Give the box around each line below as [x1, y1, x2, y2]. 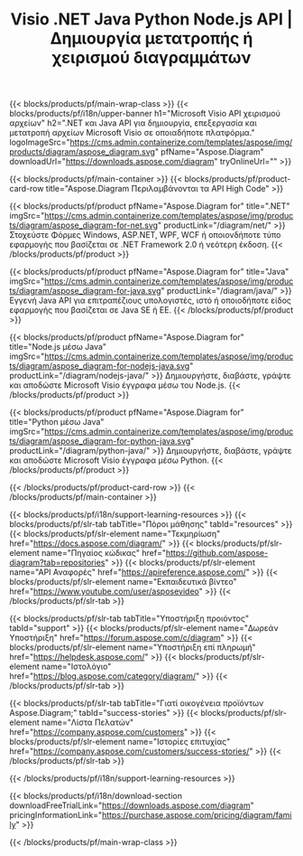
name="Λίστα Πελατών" [41, 717, 133, 728]
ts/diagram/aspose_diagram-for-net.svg [9, 220, 159, 230]
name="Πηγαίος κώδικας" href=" [41, 548, 167, 559]
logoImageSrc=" [9, 136, 70, 148]
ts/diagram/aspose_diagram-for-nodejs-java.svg [9, 361, 190, 372]
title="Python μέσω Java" [9, 417, 105, 428]
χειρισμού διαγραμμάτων [51, 48, 252, 68]
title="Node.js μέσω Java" [9, 342, 106, 353]
